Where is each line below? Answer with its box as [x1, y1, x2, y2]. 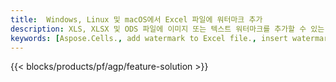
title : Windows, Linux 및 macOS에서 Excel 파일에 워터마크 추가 [10, 14, 263, 25]
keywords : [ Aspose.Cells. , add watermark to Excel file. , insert [10, 33, 288, 43]
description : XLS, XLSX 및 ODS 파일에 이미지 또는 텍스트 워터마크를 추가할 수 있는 [10, 24, 325, 34]
